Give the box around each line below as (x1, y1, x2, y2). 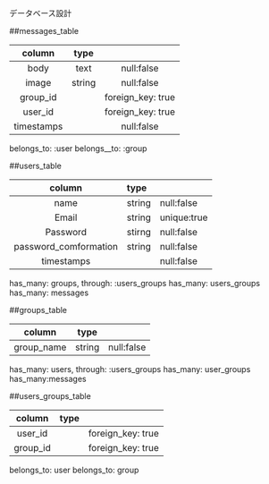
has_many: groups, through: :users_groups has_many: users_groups (9, 278, 261, 288)
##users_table (9, 160, 63, 171)
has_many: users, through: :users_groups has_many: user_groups (9, 364, 251, 374)
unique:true (159, 211, 208, 224)
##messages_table (9, 26, 79, 36)
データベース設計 (9, 8, 72, 18)
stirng (126, 226, 152, 238)
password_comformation (13, 241, 119, 252)
